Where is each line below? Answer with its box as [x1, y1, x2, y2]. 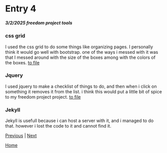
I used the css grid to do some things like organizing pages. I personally [5, 43, 153, 50]
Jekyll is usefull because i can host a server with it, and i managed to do [5, 118, 154, 124]
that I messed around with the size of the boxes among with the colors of [5, 54, 156, 60]
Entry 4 [5, 3, 36, 14]
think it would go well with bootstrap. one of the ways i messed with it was [5, 49, 158, 55]
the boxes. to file [5, 59, 40, 65]
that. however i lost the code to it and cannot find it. [5, 123, 111, 129]
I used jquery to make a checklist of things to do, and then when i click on [5, 83, 157, 89]
